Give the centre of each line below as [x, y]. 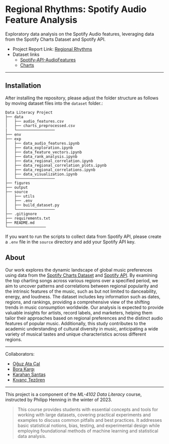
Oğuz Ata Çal [26, 363]
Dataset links [26, 54]
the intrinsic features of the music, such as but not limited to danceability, [81, 291]
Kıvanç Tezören [29, 379]
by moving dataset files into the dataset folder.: [54, 103]
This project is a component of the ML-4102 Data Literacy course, [73, 394]
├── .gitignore [21, 214]
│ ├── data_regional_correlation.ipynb [49, 161]
